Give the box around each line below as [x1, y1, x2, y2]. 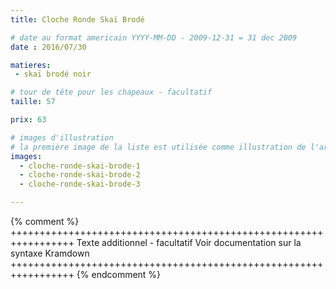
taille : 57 [10, 97, 56, 107]
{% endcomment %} [76, 269, 162, 280]
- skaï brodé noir [14, 69, 92, 80]
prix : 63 [10, 115, 47, 125]
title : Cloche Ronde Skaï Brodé [10, 14, 145, 25]
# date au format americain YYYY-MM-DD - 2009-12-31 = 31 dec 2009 [10, 32, 298, 43]
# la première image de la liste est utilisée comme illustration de [10, 142, 307, 152]
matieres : [10, 60, 52, 70]
